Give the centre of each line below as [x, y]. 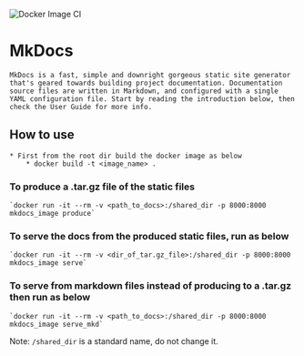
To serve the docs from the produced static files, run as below [149, 236]
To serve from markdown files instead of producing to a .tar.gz [151, 286]
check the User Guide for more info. [81, 107]
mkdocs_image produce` [52, 214]
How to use [42, 135]
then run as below [50, 298]
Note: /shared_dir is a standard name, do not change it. [114, 341]
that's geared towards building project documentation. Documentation [146, 83]
